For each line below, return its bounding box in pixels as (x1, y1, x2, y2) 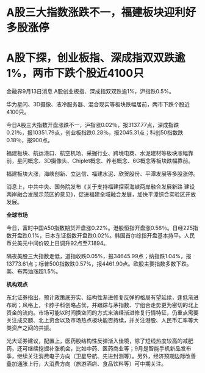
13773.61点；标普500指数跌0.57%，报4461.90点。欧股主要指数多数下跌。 (6, 260, 192, 267)
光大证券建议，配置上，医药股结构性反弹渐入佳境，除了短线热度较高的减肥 (6, 337, 193, 345)
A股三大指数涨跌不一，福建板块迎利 (6, 5, 185, 20)
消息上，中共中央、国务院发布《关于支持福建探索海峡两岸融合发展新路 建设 (6, 183, 195, 190)
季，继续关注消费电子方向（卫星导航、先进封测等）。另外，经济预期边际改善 (6, 352, 196, 360)
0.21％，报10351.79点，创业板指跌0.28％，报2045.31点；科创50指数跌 (6, 129, 184, 136)
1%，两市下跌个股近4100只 (6, 67, 145, 80)
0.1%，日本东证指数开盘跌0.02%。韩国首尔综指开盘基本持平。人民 (27, 232, 195, 239)
